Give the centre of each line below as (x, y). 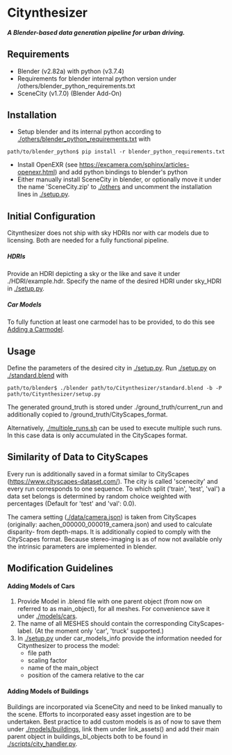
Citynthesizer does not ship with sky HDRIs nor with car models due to (108, 233)
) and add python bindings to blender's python (121, 172)
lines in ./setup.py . (43, 194)
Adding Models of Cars (41, 586)
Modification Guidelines (60, 568)
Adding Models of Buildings (48, 691)
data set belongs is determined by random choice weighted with (99, 496)
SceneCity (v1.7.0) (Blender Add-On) (69, 93)
